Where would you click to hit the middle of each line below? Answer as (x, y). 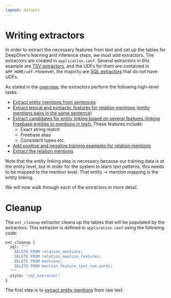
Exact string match (40, 129)
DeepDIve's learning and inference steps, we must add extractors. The (80, 55)
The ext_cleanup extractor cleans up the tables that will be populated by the (85, 222)
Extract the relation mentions (43, 151)
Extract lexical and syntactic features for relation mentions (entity (81, 108)
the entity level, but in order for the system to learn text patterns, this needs (85, 166)
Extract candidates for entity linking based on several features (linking (86, 118)
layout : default (22, 10)
